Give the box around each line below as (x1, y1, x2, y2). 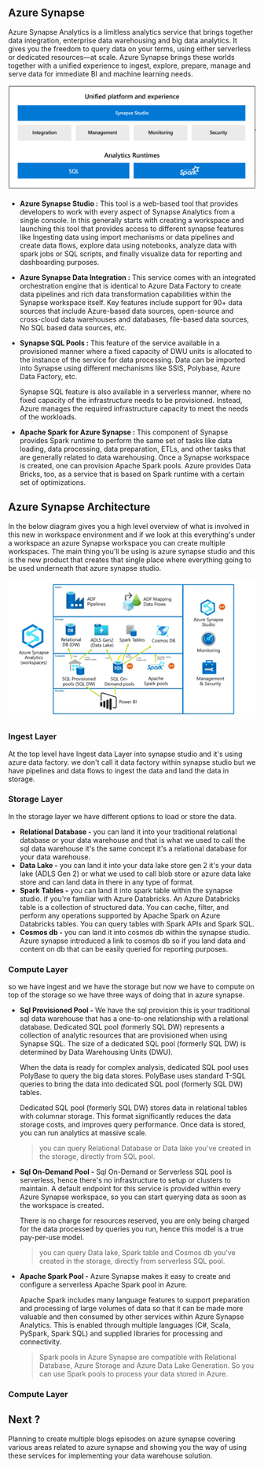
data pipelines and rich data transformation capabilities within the (19, 289, 232, 299)
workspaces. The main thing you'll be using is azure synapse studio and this (8, 546, 255, 556)
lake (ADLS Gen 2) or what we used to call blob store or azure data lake (19, 869, 251, 878)
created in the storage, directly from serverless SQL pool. (38, 1257, 225, 1266)
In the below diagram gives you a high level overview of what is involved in (8, 521, 250, 531)
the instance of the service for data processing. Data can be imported (19, 355, 246, 364)
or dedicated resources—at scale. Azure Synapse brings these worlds (8, 52, 235, 61)
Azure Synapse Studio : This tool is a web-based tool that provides (19, 199, 238, 208)
